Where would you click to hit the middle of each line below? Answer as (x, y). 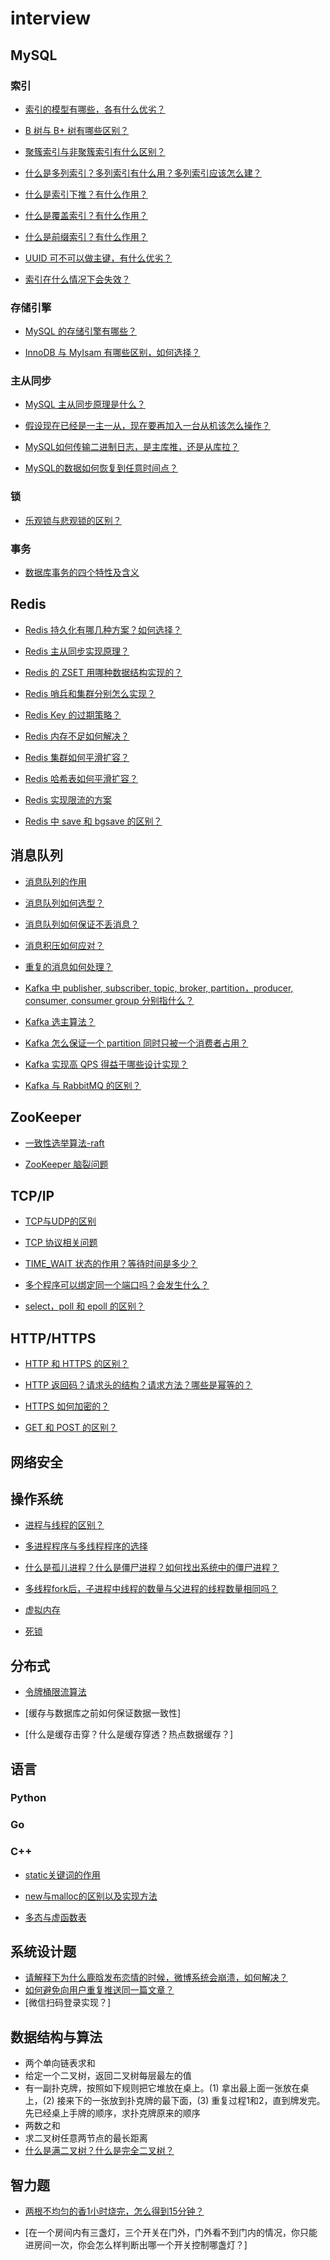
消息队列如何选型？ (64, 903)
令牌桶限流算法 (55, 1692)
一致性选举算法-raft (64, 1143)
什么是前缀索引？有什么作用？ (86, 236)
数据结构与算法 (56, 2037)
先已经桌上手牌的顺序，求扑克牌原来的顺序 (112, 2113)
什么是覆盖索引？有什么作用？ (86, 215)
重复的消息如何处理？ (68, 966)
